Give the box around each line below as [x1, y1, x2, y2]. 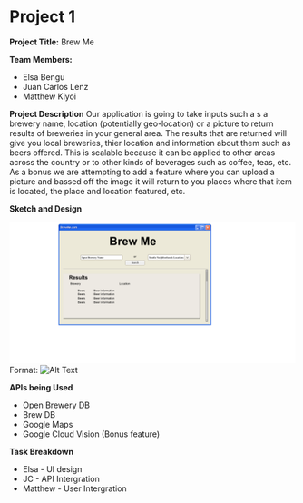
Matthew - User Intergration [22, 483, 127, 494]
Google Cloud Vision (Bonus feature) [22, 429, 161, 439]
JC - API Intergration [22, 473, 100, 484]
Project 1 [9, 6, 75, 27]
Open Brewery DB [22, 399, 91, 410]
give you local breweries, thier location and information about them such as [9, 137, 291, 148]
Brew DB [22, 409, 56, 419]
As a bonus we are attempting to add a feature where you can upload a [9, 166, 275, 177]
